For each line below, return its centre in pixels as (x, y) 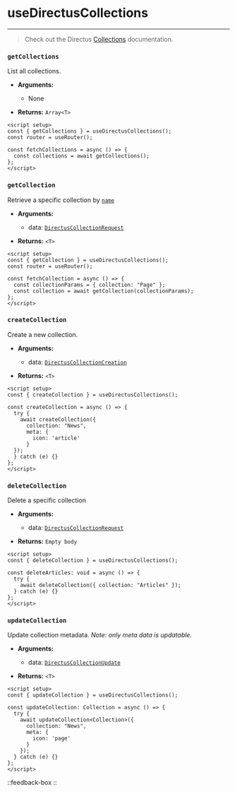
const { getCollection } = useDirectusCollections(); (88, 260)
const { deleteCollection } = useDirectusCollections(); (93, 561)
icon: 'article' (56, 438)
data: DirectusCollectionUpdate (74, 663)
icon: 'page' (52, 739)
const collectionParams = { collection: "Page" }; (90, 285)
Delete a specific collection (47, 500)
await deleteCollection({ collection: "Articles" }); (101, 585)
